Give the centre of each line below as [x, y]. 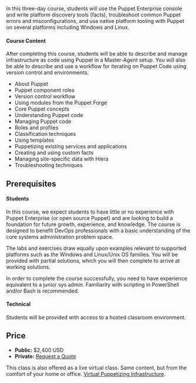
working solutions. [28, 267]
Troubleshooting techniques [49, 165]
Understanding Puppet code [49, 115]
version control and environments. [48, 72]
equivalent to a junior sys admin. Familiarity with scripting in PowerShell [92, 284]
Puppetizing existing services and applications [71, 146]
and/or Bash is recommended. [43, 291]
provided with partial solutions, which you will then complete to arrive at [93, 261]
